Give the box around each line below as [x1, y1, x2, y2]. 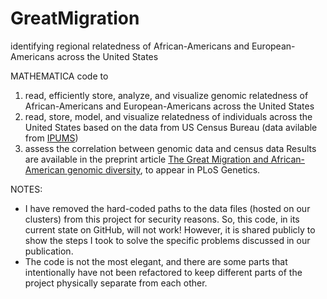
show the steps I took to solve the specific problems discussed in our [24, 234, 311, 246]
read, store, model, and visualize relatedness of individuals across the [24, 110, 313, 122]
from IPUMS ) [24, 132, 79, 144]
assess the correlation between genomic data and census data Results [24, 142, 317, 154]
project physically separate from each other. [24, 277, 208, 289]
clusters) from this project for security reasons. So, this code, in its [24, 213, 300, 225]
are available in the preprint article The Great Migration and [24, 153, 269, 165]
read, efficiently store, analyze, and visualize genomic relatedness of [24, 89, 309, 101]
